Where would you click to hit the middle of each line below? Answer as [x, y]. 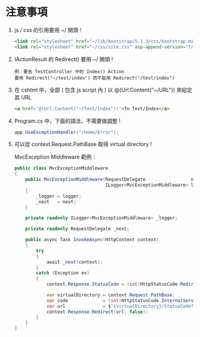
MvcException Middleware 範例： [56, 157]
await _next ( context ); [75, 262]
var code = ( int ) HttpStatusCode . [104, 300]
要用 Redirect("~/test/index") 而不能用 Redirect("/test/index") [95, 78]
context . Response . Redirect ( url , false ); [97, 312]
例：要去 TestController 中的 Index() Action [69, 72]
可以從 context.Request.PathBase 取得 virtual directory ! [83, 144]
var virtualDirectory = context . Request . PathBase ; [111, 295]
